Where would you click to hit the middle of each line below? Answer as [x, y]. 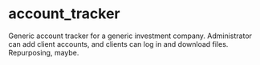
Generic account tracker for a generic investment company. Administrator [130, 36]
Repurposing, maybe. [44, 52]
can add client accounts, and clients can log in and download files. [118, 44]
